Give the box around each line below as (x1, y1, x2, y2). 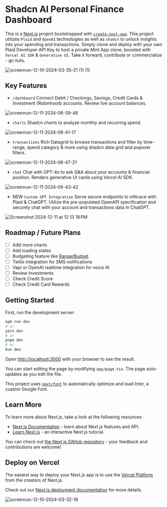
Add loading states (12, 247, 51, 253)
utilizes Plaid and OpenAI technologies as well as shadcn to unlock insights (5, 36, 157, 42)
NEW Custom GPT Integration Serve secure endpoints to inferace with (12, 194, 157, 200)
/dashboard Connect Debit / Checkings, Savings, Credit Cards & (12, 95, 143, 101)
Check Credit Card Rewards (12, 281, 70, 287)
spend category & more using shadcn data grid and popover (26, 144, 151, 150)
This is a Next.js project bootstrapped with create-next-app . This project (5, 31, 154, 37)
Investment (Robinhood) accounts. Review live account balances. (12, 100, 147, 106)
